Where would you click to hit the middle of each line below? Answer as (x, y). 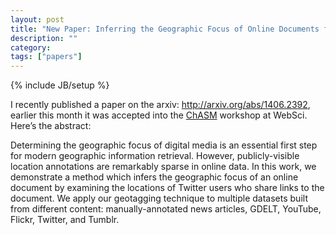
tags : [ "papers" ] (46, 57)
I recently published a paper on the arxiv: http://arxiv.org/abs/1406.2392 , (160, 105)
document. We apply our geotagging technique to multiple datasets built (159, 198)
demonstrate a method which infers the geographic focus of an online (154, 177)
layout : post (37, 19)
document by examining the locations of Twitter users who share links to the (167, 188)
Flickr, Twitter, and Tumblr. (65, 220)
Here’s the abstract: (51, 126)
